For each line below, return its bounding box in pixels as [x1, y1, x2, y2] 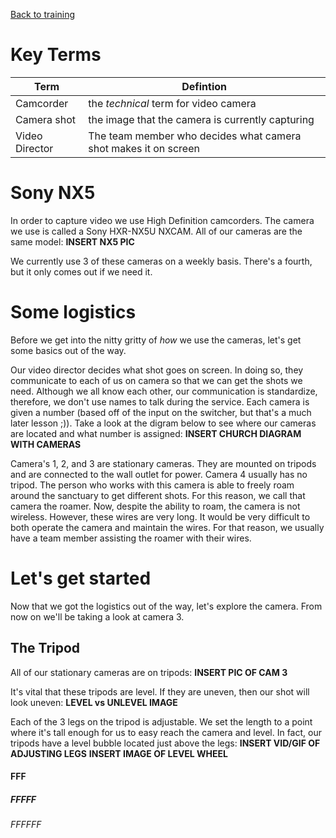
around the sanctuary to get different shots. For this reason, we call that [10, 489, 306, 501]
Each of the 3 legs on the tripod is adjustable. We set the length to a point [10, 715, 313, 728]
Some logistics [10, 301, 137, 324]
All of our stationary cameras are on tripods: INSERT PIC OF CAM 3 [10, 666, 288, 678]
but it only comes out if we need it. [10, 265, 153, 278]
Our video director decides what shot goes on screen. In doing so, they [10, 364, 304, 376]
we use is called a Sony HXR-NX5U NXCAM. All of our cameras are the [10, 225, 303, 237]
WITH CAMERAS [10, 438, 82, 450]
